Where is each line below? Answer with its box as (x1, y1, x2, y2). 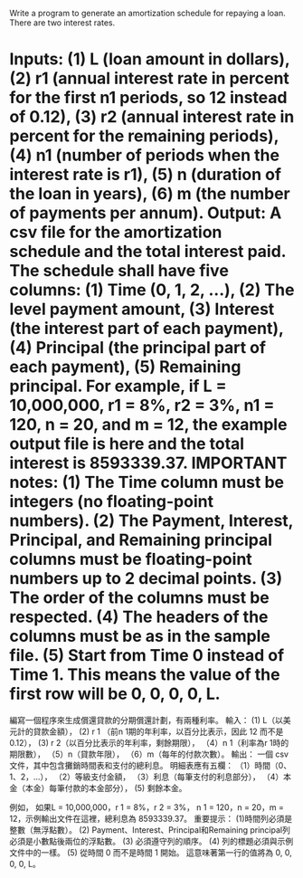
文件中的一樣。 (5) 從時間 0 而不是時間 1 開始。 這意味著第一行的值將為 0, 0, (9, 846, 292, 858)
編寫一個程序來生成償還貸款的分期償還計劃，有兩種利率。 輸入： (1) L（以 (9, 714, 283, 725)
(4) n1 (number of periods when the (9, 145, 280, 166)
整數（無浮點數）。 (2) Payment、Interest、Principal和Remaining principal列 (9, 824, 291, 835)
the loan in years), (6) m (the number (9, 184, 291, 205)
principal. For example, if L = (9, 376, 227, 396)
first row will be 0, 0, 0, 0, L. (9, 683, 221, 704)
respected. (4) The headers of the (9, 606, 269, 627)
